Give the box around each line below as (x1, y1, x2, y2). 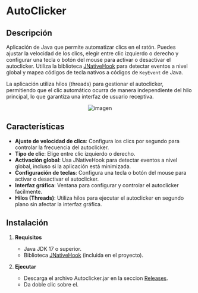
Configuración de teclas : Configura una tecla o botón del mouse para (14, 169, 187, 176)
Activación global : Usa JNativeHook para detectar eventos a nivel (14, 156, 178, 163)
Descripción (6, 28, 52, 38)
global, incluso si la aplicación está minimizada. (14, 162, 131, 170)
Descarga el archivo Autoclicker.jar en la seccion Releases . (23, 275, 168, 282)
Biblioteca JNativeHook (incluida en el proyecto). (23, 251, 144, 259)
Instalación (6, 218, 49, 228)
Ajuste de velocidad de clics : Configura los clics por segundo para (14, 137, 180, 144)
